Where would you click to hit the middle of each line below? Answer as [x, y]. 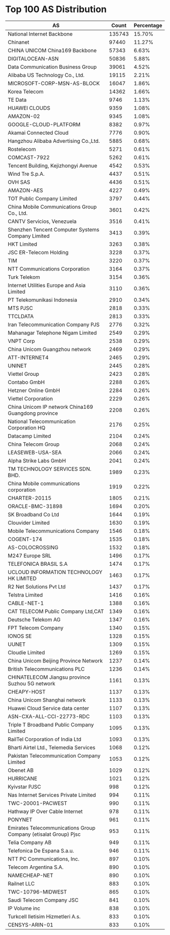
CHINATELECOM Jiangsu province [49, 677]
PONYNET [20, 820]
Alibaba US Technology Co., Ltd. [46, 75]
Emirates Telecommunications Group [52, 828]
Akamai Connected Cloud [38, 133]
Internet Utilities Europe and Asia [47, 285]
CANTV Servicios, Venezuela [42, 221]
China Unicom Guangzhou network [50, 349]
